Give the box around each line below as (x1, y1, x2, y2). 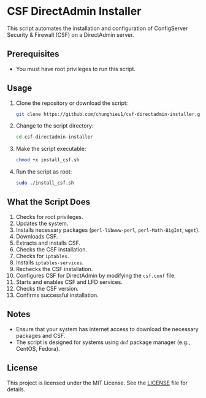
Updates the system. (15, 220, 69, 227)
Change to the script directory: (15, 122, 94, 129)
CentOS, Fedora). (15, 345, 60, 352)
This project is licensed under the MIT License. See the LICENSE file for (7, 379, 188, 386)
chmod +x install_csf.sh (15, 157, 80, 163)
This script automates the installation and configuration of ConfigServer (7, 25, 188, 32)
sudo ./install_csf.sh (15, 180, 74, 186)
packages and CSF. (15, 332, 66, 339)
